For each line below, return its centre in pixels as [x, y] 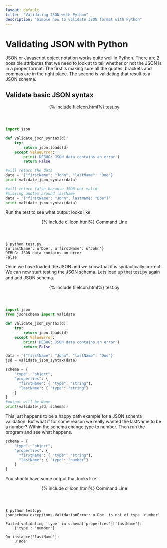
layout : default [22, 10]
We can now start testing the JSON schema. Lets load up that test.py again [83, 272]
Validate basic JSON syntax [49, 95]
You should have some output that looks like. [51, 479]
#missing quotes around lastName [40, 193]
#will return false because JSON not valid [51, 189]
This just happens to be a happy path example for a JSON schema [74, 416]
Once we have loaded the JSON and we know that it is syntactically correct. [83, 267]
